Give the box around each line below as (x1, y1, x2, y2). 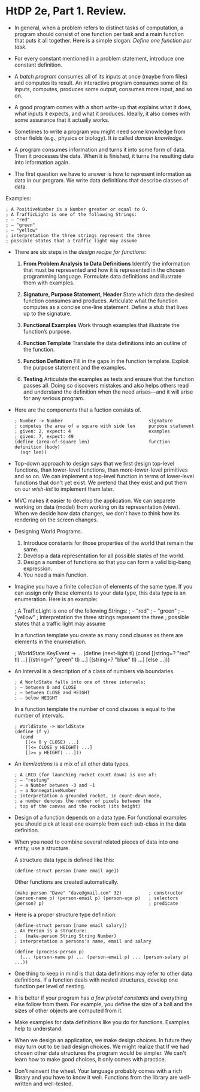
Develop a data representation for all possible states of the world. (23, 552, 185, 559)
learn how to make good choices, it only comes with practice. (14, 1055, 166, 1063)
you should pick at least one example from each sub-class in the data (14, 820, 186, 827)
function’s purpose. (23, 328, 71, 335)
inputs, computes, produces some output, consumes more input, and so (14, 85, 193, 92)
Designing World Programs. (14, 527, 83, 535)
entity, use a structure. (14, 844, 70, 851)
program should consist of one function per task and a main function (14, 30, 184, 37)
